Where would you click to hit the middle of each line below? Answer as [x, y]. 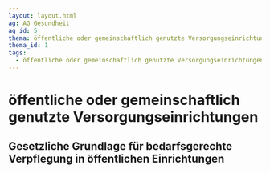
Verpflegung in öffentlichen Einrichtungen [117, 159]
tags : [17, 53]
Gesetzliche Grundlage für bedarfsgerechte [121, 146]
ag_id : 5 [23, 30]
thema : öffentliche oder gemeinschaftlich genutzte [96, 38]
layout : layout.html [43, 16]
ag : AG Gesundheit [39, 23]
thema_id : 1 [28, 46]
